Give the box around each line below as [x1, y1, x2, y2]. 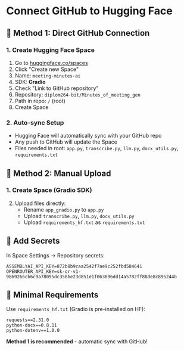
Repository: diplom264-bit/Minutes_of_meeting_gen [14, 91, 141, 98]
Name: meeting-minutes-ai [14, 72, 81, 79]
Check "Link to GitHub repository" [14, 85, 99, 92]
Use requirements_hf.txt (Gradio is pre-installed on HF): [6, 306, 146, 313]
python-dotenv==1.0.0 [6, 328, 60, 334]
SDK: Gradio [14, 78, 46, 85]
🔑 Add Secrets [6, 236, 60, 246]
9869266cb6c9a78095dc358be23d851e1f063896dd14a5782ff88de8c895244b [6, 274, 177, 279]
